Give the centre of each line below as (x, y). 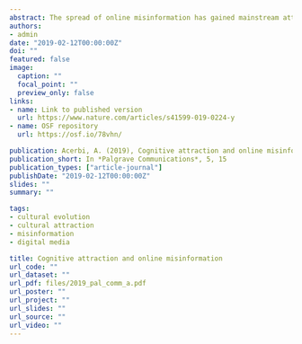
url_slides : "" (38, 308)
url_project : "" (40, 300)
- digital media (40, 242)
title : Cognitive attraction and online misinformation (116, 258)
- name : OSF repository (54, 127)
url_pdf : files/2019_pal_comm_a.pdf (78, 284)
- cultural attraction (52, 225)
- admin (24, 34)
